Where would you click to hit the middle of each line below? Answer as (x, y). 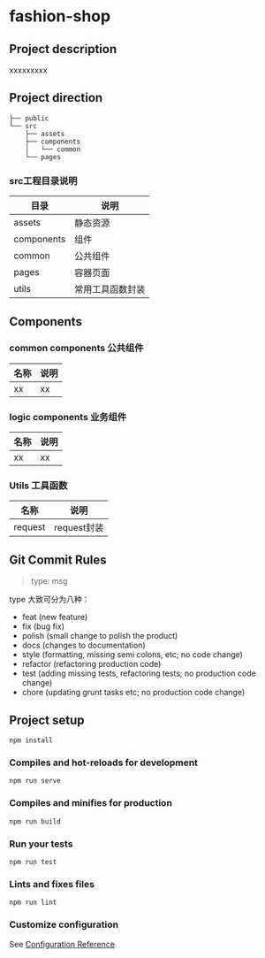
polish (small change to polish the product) (100, 636)
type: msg (49, 581)
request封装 (79, 528)
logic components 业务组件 (68, 417)
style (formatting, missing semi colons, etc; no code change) (132, 655)
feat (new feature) (55, 617)
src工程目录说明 (43, 180)
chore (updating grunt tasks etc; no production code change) (133, 693)
